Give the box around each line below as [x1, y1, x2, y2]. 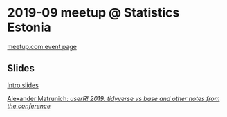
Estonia [7, 19, 52, 35]
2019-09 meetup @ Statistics [7, 5, 180, 21]
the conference [7, 102, 51, 110]
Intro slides [7, 81, 39, 89]
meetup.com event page [7, 42, 78, 51]
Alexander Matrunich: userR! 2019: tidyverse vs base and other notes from [7, 94, 220, 102]
